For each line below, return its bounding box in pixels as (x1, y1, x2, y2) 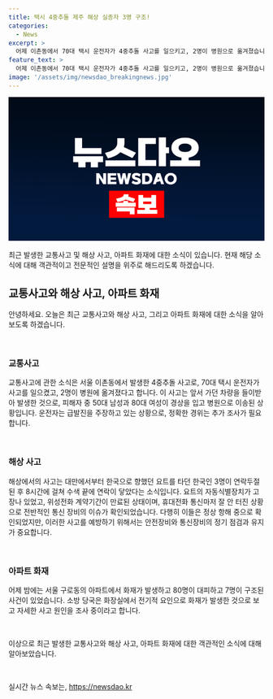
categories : (8, 21, 49, 30)
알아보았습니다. (8, 649, 57, 658)
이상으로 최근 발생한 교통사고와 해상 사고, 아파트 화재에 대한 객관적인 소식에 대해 (8, 638, 262, 648)
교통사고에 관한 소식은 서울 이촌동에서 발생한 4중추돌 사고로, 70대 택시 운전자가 (8, 378, 260, 388)
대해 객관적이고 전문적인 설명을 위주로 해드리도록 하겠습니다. (23, 260, 215, 270)
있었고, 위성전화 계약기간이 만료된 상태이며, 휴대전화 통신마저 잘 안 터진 (23, 497, 249, 506)
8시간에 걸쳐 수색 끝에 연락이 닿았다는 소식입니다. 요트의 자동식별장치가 (25, 486, 252, 496)
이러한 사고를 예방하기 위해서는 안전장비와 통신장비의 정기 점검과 (45, 517, 249, 527)
